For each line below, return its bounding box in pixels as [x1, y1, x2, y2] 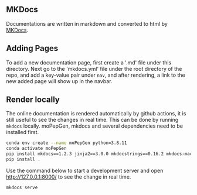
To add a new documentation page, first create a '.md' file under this [6, 59, 172, 66]
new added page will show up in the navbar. [6, 77, 113, 84]
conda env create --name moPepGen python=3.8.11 [6, 140, 127, 146]
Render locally [6, 95, 60, 105]
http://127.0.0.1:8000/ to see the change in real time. [6, 173, 131, 180]
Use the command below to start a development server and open [6, 167, 164, 174]
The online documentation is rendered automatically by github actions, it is [6, 110, 186, 117]
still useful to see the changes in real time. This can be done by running [6, 117, 179, 124]
